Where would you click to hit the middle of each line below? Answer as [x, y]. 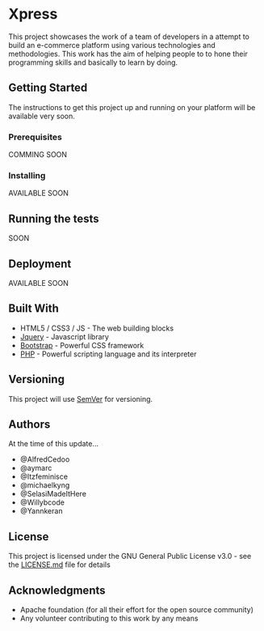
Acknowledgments [57, 590]
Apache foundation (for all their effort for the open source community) [137, 610]
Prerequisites [35, 137]
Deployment [40, 264]
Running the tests [54, 218]
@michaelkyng [45, 485]
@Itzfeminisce [44, 477]
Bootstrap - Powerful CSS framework [82, 345]
